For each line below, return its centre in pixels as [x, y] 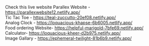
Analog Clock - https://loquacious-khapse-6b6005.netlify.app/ [69, 23]
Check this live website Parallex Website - [48, 7]
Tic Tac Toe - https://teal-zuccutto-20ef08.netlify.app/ [60, 17]
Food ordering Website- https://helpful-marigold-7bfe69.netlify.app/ [74, 28]
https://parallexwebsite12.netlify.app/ [43, 12]
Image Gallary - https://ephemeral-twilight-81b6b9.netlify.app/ [69, 38]
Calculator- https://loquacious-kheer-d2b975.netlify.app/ [63, 33]
